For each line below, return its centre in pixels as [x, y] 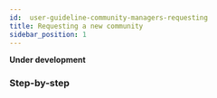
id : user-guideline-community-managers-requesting [108, 18]
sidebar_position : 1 [48, 34]
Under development [47, 60]
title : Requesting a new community [76, 26]
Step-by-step [40, 84]
